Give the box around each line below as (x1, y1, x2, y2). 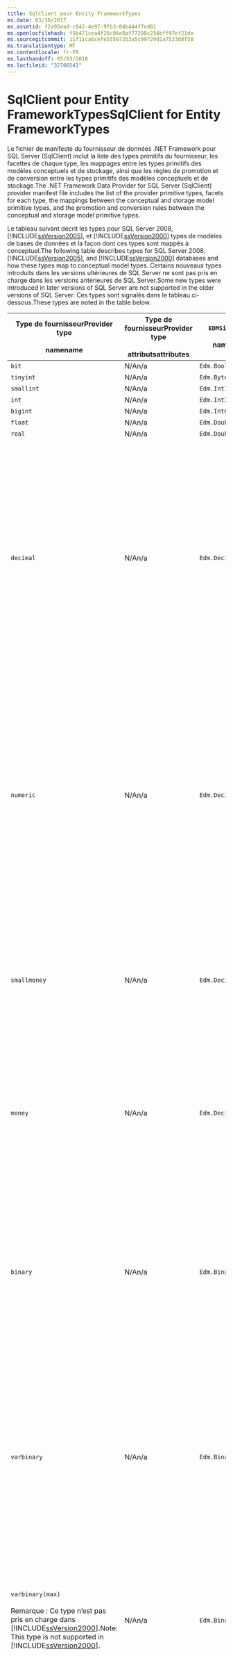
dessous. (7, 298, 33, 306)
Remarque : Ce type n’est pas (10, 1606, 106, 1616)
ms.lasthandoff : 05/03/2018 (7, 56, 89, 63)
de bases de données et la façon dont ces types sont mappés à (7, 239, 189, 247)
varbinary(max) (10, 1590, 61, 1598)
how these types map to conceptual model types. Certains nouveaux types (7, 261, 222, 270)
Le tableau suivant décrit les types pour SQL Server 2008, (7, 224, 173, 233)
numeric (10, 791, 36, 799)
